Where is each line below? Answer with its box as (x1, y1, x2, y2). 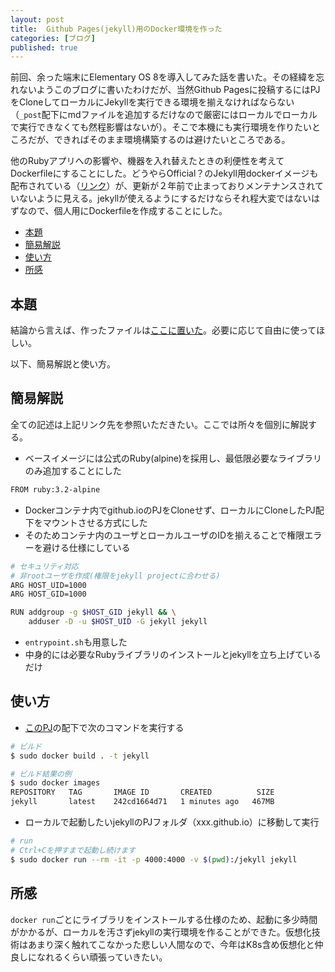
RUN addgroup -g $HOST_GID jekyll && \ (10, 607, 177, 618)
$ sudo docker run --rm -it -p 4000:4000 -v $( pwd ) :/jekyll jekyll (10, 854, 298, 865)
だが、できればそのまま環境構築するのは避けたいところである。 (27, 134, 291, 146)
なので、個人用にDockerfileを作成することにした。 (18, 205, 228, 217)
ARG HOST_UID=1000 (10, 580, 87, 590)
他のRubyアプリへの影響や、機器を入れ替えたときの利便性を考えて (10, 155, 285, 167)
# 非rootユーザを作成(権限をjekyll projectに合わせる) (10, 571, 221, 581)
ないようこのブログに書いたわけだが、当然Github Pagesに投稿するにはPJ (18, 84, 321, 96)
